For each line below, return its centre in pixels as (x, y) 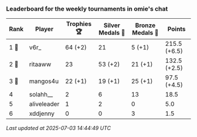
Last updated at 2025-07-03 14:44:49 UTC (59, 128)
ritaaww (40, 65)
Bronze (145, 25)
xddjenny (42, 113)
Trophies (79, 24)
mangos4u (44, 81)
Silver (112, 25)
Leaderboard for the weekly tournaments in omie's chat (87, 9)
